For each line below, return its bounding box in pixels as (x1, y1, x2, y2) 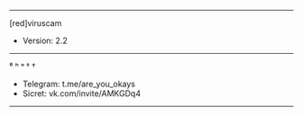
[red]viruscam (9, 18, 62, 28)
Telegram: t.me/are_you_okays (22, 78, 136, 89)
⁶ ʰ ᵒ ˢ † (9, 61, 36, 72)
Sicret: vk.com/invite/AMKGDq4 (22, 88, 142, 99)
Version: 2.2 (22, 35, 68, 46)
